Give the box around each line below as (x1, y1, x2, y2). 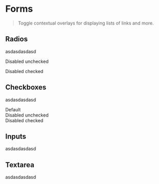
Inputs (5, 132, 27, 141)
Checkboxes (5, 83, 47, 92)
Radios (5, 35, 28, 43)
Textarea (5, 160, 34, 169)
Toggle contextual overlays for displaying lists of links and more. (17, 20, 154, 26)
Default (5, 106, 21, 112)
